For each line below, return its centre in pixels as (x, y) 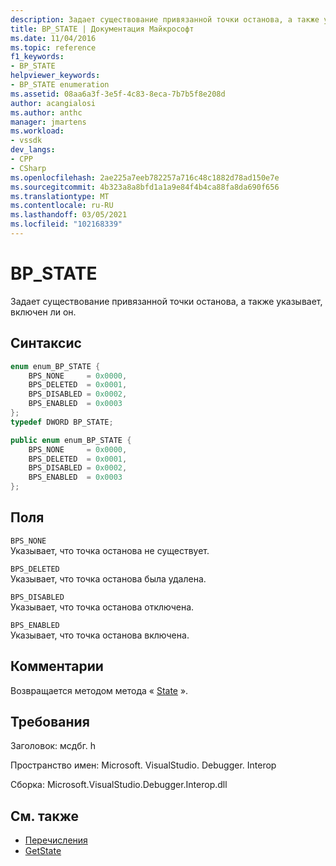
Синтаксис (46, 343)
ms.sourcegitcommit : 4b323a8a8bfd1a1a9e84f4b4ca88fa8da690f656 (145, 187)
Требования (50, 722)
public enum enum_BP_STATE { (71, 440)
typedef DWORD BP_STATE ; (62, 422)
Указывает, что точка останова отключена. (102, 607)
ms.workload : (37, 131)
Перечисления (56, 840)
